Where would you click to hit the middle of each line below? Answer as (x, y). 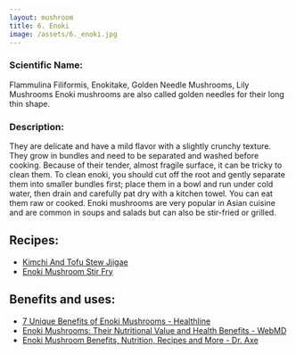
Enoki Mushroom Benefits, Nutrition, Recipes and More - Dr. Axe (140, 340)
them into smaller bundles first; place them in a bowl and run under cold (141, 184)
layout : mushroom (41, 17)
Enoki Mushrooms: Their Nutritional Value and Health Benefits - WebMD (154, 330)
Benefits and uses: (62, 300)
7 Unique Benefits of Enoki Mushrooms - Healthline (116, 321)
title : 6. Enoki (39, 26)
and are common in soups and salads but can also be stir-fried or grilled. (143, 212)
